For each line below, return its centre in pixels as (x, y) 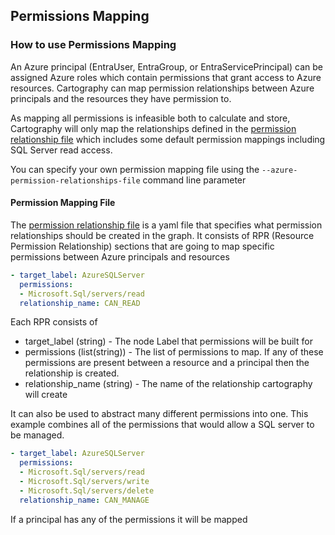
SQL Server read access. (61, 150)
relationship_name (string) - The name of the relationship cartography (168, 384)
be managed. (37, 435)
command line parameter (194, 180)
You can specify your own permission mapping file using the (135, 169)
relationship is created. (72, 373)
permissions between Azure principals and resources (120, 256)
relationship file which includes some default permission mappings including (168, 139)
